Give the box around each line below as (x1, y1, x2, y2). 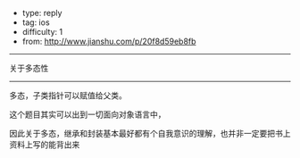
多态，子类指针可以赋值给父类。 (9, 90, 127, 101)
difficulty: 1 (21, 27, 63, 37)
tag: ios (21, 17, 51, 28)
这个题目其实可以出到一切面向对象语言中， (9, 109, 166, 120)
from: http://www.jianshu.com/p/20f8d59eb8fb (21, 36, 196, 46)
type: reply (21, 8, 62, 18)
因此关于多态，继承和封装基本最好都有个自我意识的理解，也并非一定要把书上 (9, 129, 291, 138)
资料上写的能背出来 (9, 139, 80, 150)
